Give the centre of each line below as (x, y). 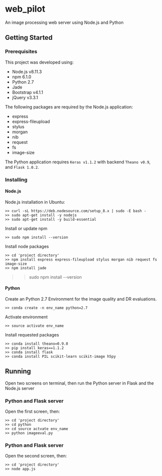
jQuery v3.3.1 (25, 97)
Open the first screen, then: (32, 411)
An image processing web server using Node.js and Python (64, 22)
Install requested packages (32, 335)
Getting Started (29, 38)
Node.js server (20, 388)
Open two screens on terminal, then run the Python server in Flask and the (80, 383)
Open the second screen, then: (36, 456)
